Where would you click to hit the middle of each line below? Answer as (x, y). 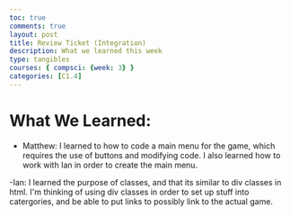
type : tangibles (40, 59)
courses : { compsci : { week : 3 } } (72, 68)
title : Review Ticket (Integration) (78, 43)
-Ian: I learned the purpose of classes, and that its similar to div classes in (145, 182)
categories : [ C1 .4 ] (46, 76)
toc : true (28, 18)
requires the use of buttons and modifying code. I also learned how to (151, 155)
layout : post (34, 34)
